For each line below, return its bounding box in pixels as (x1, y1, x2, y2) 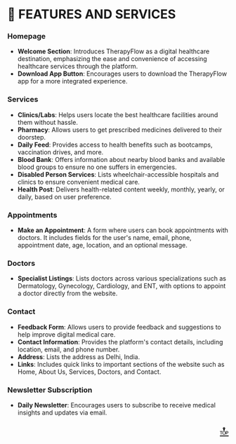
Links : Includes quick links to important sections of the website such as (17, 360, 225, 368)
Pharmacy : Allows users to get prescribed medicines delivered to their (17, 126, 223, 134)
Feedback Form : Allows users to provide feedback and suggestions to (17, 323, 221, 331)
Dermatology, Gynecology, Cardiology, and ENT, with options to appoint (17, 282, 226, 290)
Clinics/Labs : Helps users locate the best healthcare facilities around (17, 110, 218, 119)
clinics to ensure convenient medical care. (17, 177, 140, 186)
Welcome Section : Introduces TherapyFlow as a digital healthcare (17, 47, 210, 55)
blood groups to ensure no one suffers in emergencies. (17, 163, 177, 171)
